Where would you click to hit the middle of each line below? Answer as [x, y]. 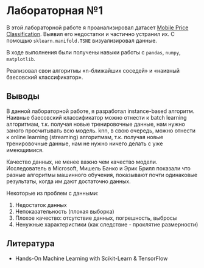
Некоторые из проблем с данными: [52, 193]
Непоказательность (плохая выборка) [65, 211]
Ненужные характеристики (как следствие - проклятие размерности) [107, 224]
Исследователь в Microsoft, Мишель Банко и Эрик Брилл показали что [98, 168]
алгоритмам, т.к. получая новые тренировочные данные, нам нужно [96, 124]
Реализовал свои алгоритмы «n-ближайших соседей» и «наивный [93, 70]
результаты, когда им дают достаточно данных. [69, 181]
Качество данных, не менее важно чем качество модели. [82, 162]
